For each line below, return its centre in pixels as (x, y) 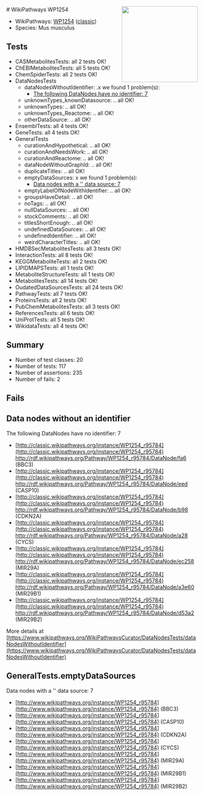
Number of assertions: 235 (49, 372)
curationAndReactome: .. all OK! (64, 158)
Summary (25, 345)
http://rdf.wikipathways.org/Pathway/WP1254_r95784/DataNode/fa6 (101, 458)
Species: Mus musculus (45, 28)
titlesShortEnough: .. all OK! (58, 223)
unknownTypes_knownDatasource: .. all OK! (79, 100)
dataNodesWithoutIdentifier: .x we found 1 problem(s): (92, 87)
